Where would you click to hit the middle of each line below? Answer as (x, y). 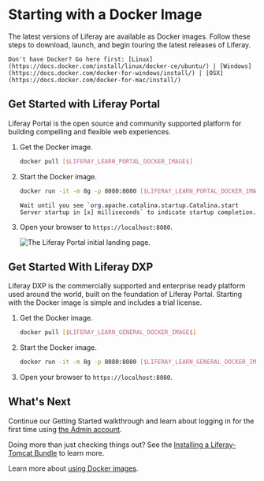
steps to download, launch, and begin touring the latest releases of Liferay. (130, 44)
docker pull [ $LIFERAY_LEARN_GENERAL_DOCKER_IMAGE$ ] (108, 333)
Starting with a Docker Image (105, 15)
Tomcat (20, 453)
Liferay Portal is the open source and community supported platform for (125, 123)
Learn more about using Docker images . (73, 468)
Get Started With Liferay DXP (81, 267)
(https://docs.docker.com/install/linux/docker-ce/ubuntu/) (109, 66)
